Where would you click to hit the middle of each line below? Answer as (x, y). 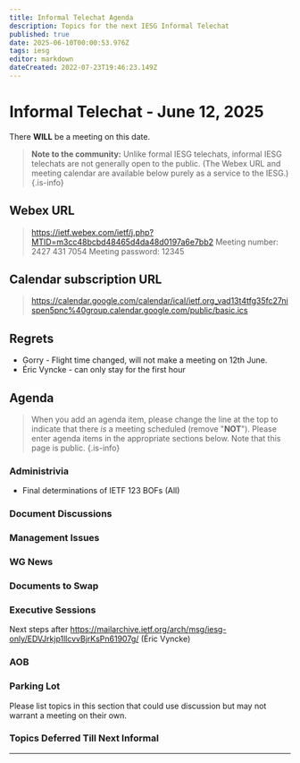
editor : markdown (42, 59)
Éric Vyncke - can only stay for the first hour (104, 370)
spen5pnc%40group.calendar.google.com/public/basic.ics (139, 311)
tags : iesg (29, 51)
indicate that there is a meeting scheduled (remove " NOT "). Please (154, 429)
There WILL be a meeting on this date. (79, 136)
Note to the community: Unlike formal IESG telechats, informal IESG (157, 154)
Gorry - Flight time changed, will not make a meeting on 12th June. (145, 360)
